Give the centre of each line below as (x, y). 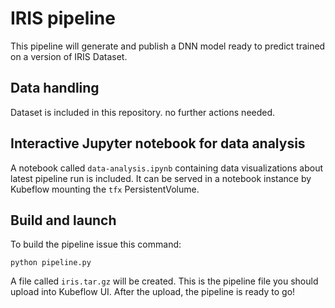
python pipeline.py (51, 263)
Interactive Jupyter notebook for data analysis (158, 143)
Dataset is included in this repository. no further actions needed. (143, 112)
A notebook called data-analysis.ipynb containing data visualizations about (166, 168)
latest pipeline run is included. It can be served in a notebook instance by (161, 178)
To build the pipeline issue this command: (96, 244)
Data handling (55, 88)
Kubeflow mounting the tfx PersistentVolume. (105, 189)
